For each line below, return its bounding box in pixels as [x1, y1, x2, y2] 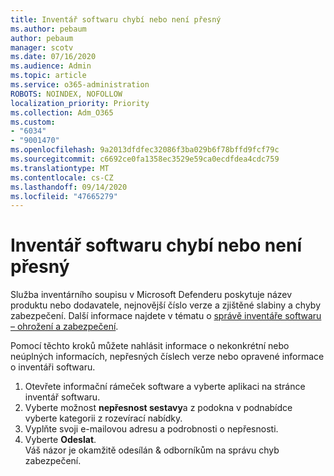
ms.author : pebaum [10, 24, 87, 34]
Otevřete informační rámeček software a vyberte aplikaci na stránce [24, 381, 306, 393]
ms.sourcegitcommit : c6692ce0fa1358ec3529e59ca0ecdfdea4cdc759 [10, 154, 280, 164]
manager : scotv [10, 42, 74, 53]
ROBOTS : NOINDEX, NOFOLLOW [10, 89, 123, 99]
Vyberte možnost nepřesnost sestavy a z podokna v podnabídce [24, 402, 293, 414]
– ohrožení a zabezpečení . [10, 321, 119, 333]
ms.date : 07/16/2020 [10, 52, 97, 62]
